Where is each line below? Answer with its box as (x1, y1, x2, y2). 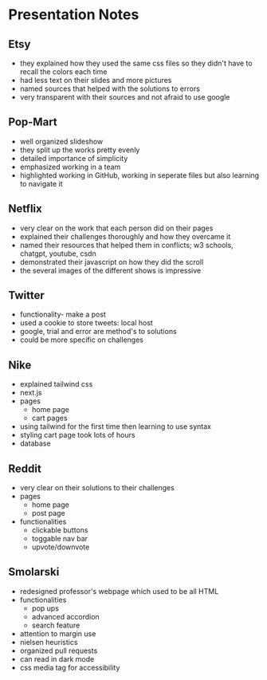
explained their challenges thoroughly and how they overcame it (19, 231, 231, 241)
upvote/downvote (31, 542, 90, 552)
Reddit (8, 462, 41, 475)
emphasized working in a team (19, 162, 121, 171)
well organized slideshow (19, 136, 104, 146)
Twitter (8, 289, 45, 302)
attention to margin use (19, 628, 96, 639)
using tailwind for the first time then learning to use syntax (19, 422, 211, 431)
